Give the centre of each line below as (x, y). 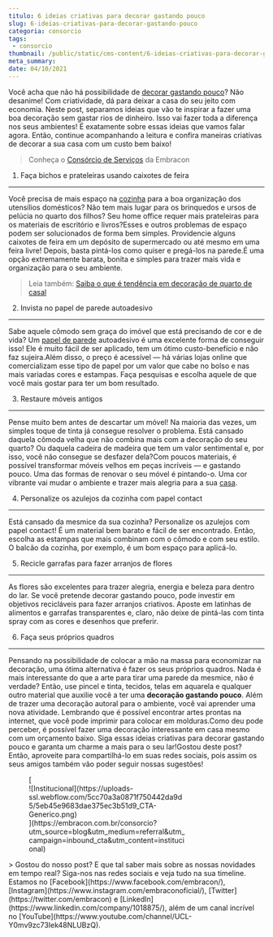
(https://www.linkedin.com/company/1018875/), (88, 908)
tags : (17, 39)
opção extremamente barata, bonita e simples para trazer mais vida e (125, 259)
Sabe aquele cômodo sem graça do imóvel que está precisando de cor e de (135, 331)
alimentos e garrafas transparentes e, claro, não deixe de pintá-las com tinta (136, 612)
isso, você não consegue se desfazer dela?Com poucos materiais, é (123, 457)
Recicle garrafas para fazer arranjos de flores (96, 563)
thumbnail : (27, 54)
